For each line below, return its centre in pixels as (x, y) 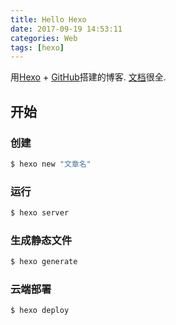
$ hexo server (40, 213)
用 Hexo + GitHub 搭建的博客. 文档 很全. (88, 77)
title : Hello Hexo (48, 19)
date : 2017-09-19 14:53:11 (66, 29)
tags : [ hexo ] (37, 47)
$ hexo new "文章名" (51, 164)
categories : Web (44, 38)
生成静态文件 (41, 240)
